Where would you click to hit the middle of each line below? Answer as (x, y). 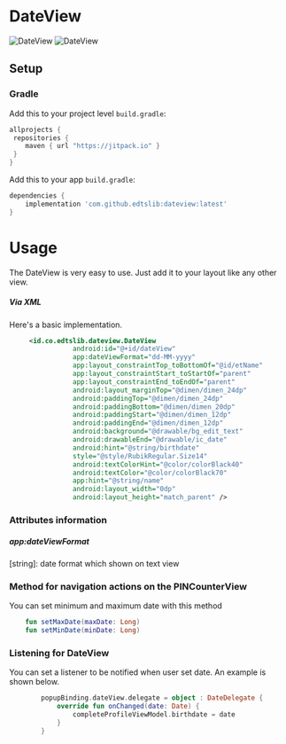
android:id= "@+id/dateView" (124, 349)
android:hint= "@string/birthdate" (136, 448)
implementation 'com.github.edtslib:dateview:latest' (126, 204)
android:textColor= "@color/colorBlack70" (150, 473)
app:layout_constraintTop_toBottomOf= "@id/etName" (168, 365)
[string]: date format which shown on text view (94, 563)
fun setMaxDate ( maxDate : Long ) (83, 623)
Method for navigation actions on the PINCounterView (128, 586)
